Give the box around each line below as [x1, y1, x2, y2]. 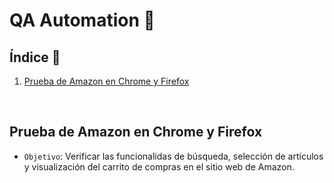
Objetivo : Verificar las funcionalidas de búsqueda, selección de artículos [23, 150, 324, 162]
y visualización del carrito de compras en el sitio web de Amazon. [23, 160, 295, 173]
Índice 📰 [9, 49, 61, 66]
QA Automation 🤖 [9, 9, 156, 32]
